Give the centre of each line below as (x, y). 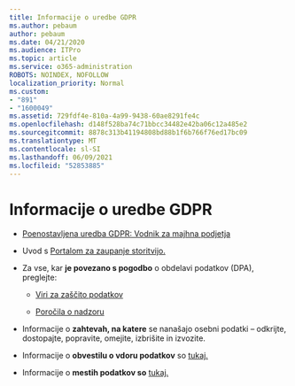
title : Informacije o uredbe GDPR (73, 17)
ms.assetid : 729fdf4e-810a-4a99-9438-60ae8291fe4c (105, 116)
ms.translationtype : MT (53, 141)
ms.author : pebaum (43, 26)
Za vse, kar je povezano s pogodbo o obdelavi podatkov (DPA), (138, 268)
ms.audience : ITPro (45, 50)
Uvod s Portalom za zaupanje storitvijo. (93, 251)
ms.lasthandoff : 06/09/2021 (61, 157)
